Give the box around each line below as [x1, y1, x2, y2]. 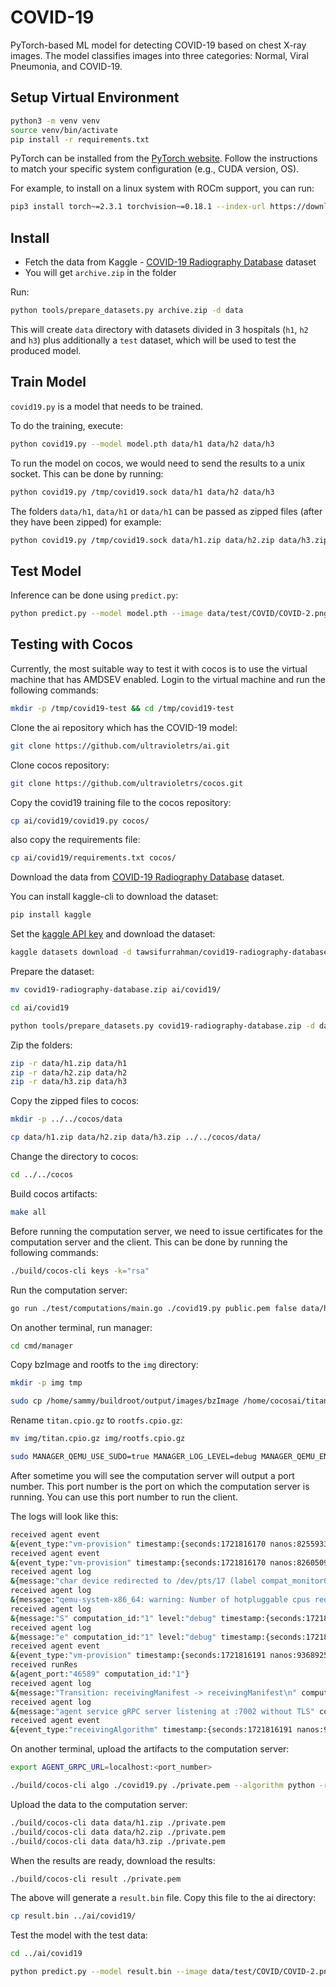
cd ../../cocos [10, 1170, 74, 1180]
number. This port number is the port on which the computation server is [10, 1480, 310, 1492]
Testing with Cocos [10, 636, 134, 653]
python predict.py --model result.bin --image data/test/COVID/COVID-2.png [10, 1967, 333, 1977]
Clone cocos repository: [10, 759, 110, 771]
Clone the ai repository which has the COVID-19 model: [10, 721, 238, 733]
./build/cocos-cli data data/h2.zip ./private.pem [10, 1827, 226, 1837]
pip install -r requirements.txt [10, 134, 150, 145]
